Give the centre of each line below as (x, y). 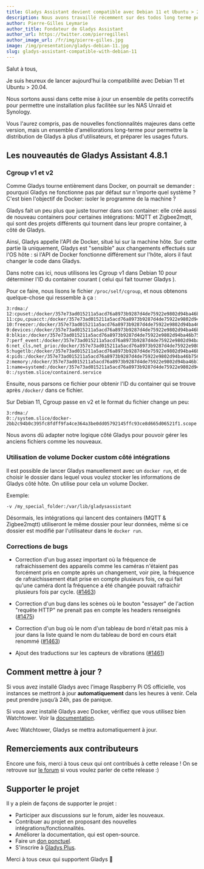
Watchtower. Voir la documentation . (51, 718)
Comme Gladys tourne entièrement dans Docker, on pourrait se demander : (101, 186)
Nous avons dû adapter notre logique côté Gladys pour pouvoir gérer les (97, 435)
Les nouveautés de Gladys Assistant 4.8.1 (87, 156)
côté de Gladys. (26, 230)
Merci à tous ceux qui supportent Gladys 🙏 (60, 859)
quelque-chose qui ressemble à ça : (51, 298)
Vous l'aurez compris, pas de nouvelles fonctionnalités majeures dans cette (101, 123)
